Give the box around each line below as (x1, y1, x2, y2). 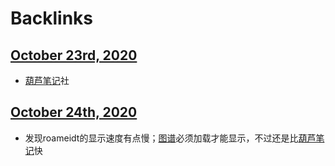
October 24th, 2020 (10, 104, 138, 121)
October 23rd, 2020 (10, 47, 138, 64)
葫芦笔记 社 (24, 75, 70, 86)
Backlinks (10, 7, 94, 30)
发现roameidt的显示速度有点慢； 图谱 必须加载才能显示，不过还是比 (24, 132, 299, 144)
